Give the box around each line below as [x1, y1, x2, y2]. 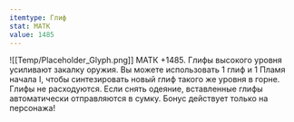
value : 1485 [9, 30, 54, 39]
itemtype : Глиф [9, 13, 67, 23]
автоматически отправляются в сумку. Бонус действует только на [9, 93, 269, 104]
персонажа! [9, 103, 56, 114]
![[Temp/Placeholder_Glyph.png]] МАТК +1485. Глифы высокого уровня [9, 55, 283, 66]
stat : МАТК [9, 22, 51, 31]
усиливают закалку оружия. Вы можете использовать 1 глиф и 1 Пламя [9, 64, 286, 75]
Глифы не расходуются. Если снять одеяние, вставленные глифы [9, 83, 263, 95]
